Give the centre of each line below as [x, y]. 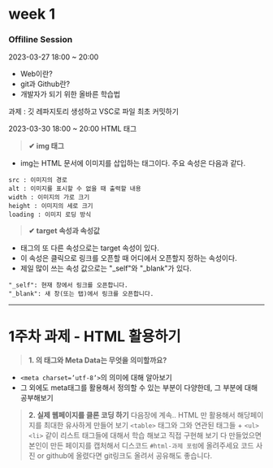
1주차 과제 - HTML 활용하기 [95, 336]
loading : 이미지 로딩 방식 [50, 215]
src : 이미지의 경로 [38, 180]
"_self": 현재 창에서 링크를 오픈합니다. [68, 285]
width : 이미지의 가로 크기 [49, 197]
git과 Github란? [45, 84]
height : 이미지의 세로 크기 [51, 206]
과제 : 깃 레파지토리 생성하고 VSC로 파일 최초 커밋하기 [93, 111]
